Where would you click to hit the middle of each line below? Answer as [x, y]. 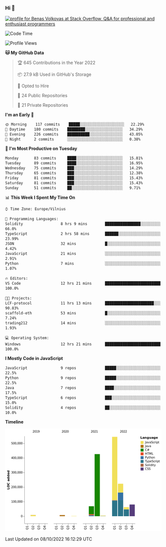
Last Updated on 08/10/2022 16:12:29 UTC [49, 539]
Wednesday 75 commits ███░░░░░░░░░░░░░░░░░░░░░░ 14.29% [74, 168]
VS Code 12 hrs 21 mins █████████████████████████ [83, 284]
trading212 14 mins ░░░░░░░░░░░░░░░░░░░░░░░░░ [83, 323]
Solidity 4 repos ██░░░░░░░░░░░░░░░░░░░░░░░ [83, 408]
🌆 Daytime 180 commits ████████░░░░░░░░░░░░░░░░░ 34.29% [74, 129]
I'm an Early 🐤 [20, 115]
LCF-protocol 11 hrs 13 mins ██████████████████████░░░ [83, 304]
